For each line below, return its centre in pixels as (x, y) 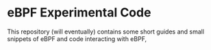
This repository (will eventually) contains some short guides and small (105, 32)
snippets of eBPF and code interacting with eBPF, (77, 38)
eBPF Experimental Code (79, 13)
